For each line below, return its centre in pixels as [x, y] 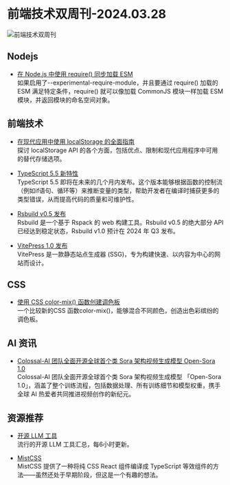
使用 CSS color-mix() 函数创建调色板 [68, 302]
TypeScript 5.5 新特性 [48, 173]
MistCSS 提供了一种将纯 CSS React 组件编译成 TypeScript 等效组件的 [115, 466]
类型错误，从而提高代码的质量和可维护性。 [77, 199]
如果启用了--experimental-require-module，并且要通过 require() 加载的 [117, 83]
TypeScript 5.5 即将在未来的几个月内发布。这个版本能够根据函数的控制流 [120, 182]
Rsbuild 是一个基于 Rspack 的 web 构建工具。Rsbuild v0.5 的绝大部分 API [120, 222]
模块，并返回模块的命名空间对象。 [65, 100]
